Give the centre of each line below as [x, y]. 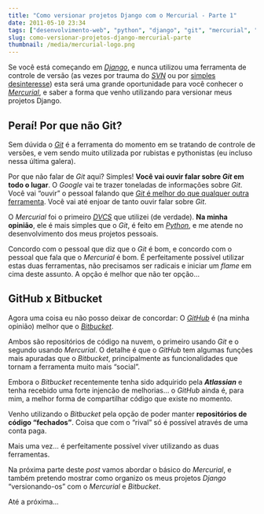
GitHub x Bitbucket [55, 299]
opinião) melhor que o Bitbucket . [61, 326]
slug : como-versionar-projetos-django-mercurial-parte [100, 37]
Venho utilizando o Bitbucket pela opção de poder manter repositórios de [128, 414]
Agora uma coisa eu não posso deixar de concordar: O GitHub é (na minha [129, 318]
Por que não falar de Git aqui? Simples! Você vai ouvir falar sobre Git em [126, 176]
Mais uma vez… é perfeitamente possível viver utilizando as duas [114, 445]
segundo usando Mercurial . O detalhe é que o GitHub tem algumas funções [130, 350]
